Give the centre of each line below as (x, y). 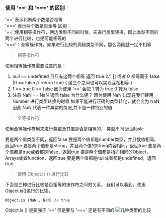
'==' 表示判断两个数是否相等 (34, 20)
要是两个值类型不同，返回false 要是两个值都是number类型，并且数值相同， (82, 139)
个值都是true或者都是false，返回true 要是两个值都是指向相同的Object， (78, 152)
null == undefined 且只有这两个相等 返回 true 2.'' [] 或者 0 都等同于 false (86, 76)
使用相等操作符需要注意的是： (36, 66)
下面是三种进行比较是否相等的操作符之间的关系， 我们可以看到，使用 (75, 185)
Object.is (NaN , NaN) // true (38, 201)
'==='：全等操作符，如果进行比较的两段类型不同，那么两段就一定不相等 (78, 45)
